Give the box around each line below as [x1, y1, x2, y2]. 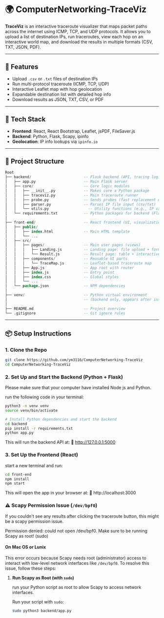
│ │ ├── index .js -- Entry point [5, 270, 115, 275]
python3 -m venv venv [5, 403, 49, 409]
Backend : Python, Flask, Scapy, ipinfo [12, 133, 89, 139]
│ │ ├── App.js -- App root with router [5, 265, 134, 270]
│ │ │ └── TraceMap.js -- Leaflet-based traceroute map [5, 260, 152, 266]
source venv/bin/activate [5, 408, 58, 413]
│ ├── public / [5, 224, 38, 229]
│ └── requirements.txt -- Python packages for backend [5, 211, 150, 216]
